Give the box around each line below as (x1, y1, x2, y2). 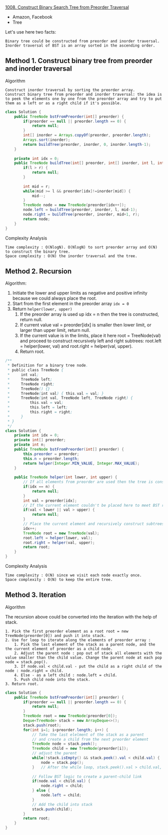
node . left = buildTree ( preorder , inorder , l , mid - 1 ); (23, 207, 137, 213)
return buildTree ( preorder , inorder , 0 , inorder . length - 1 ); (23, 142, 151, 147)
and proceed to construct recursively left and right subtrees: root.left (19, 338, 161, 344)
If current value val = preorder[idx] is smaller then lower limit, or (19, 322, 151, 328)
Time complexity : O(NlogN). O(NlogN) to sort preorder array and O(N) (5, 245, 157, 250)
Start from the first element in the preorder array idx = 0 (12, 301, 129, 307)
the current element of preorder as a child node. (5, 646, 113, 651)
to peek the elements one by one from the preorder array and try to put (5, 96, 162, 101)
